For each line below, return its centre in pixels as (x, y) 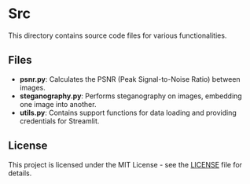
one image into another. (58, 104)
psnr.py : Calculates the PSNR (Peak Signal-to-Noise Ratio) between (130, 79)
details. (20, 173)
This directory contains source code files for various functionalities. (118, 35)
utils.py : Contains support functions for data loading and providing (128, 112)
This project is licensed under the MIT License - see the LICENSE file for (125, 164)
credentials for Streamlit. (59, 121)
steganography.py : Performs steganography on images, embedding (131, 96)
